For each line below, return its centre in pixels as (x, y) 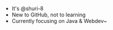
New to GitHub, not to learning (49, 15)
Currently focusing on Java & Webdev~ (59, 21)
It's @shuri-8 (28, 9)
